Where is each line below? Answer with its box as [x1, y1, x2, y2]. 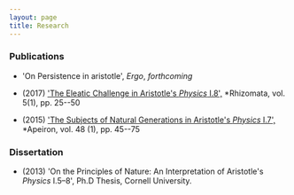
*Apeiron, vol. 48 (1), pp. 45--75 [21, 123, 140, 134]
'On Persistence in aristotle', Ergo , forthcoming [21, 70, 193, 81]
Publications [9, 51, 65, 63]
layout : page [9, 12, 58, 22]
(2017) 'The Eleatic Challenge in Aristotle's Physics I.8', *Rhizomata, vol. [21, 88, 286, 98]
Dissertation [9, 145, 64, 158]
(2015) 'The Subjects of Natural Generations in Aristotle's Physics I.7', [21, 114, 276, 125]
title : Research [9, 21, 69, 30]
